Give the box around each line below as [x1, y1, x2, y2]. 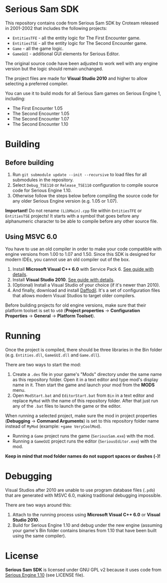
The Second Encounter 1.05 [12, 111, 70, 117]
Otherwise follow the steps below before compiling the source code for [12, 193, 159, 199]
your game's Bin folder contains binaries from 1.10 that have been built [12, 527, 157, 533]
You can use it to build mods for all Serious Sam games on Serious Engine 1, [5, 90, 161, 96]
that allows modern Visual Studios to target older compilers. [12, 292, 136, 298]
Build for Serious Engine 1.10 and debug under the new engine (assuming [12, 522, 163, 528]
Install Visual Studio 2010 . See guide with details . [12, 276, 115, 282]
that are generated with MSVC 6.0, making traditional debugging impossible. [5, 492, 162, 498]
